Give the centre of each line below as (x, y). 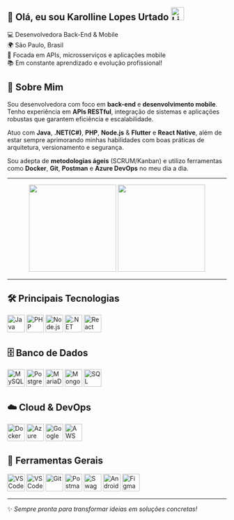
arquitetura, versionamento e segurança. (65, 147)
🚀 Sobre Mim (36, 87)
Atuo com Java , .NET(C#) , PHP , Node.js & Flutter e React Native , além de (115, 132)
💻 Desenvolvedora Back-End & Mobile (63, 34)
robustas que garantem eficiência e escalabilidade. (80, 118)
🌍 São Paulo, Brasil (36, 45)
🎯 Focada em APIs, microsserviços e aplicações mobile (86, 55)
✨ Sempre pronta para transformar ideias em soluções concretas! (102, 509)
